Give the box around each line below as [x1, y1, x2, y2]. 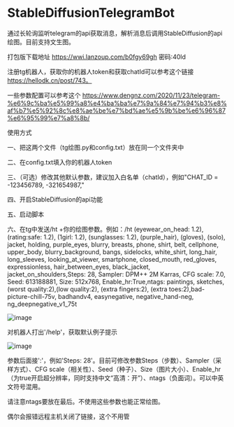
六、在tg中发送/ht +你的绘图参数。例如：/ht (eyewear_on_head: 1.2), [7, 225, 204, 233]
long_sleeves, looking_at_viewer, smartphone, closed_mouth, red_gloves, [7, 255, 217, 263]
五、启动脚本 [7, 210, 44, 218]
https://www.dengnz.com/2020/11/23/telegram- [82, 91, 221, 99]
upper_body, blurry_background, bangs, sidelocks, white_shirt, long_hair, [7, 247, 218, 256]
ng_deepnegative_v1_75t [7, 300, 78, 308]
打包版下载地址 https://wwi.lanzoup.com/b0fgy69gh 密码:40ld [7, 52, 187, 61]
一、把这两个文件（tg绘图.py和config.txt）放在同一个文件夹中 [7, 143, 184, 151]
